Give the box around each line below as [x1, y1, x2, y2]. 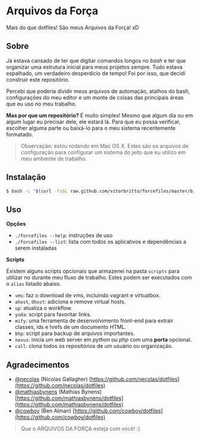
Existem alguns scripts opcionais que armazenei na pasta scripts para [6, 268, 180, 275]
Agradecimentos [6, 359, 70, 370]
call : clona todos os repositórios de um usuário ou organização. [14, 343, 173, 350]
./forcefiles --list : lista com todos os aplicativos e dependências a [14, 238, 186, 246]
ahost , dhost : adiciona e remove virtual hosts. [14, 298, 126, 305]
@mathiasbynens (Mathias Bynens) [14, 389, 102, 396]
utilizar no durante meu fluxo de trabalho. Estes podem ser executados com [6, 274, 192, 281]
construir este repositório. [6, 76, 70, 83]
